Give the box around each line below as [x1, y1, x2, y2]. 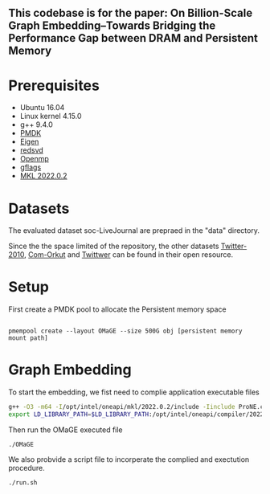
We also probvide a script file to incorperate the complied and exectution [8, 454, 250, 464]
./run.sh [8, 478, 38, 487]
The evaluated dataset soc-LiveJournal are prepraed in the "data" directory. [8, 226, 260, 235]
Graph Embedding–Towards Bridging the [8, 19, 216, 33]
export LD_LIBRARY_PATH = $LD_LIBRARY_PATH [8, 410, 149, 418]
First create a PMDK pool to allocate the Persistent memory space [8, 304, 227, 314]
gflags [19, 162, 42, 172]
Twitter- [220, 241, 247, 251]
